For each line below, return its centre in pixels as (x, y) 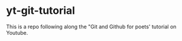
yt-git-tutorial (41, 11)
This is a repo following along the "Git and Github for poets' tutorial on (91, 27)
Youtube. (17, 32)
